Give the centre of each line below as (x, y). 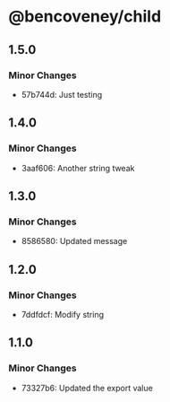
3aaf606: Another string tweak (78, 168)
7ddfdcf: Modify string (63, 314)
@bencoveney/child (85, 17)
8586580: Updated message (74, 241)
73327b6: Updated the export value (87, 388)
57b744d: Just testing (62, 94)
